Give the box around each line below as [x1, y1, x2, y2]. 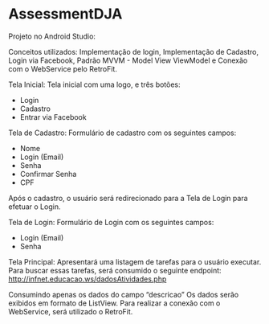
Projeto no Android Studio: [8, 31, 96, 41]
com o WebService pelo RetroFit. [8, 64, 118, 73]
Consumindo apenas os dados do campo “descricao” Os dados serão [8, 289, 239, 299]
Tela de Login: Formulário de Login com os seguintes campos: [8, 217, 214, 227]
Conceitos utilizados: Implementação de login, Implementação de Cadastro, [8, 47, 259, 56]
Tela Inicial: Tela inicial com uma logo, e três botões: [8, 80, 181, 89]
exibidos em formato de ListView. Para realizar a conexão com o [8, 298, 221, 308]
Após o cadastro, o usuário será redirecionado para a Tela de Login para [8, 193, 248, 203]
